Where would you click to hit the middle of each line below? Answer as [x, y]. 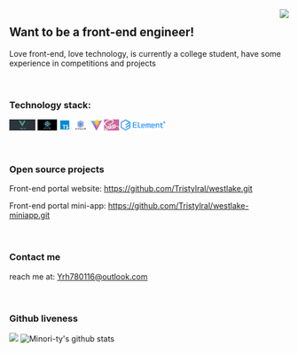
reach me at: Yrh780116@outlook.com [78, 276]
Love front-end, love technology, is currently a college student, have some [145, 53]
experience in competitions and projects [83, 63]
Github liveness [43, 318]
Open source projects [57, 169]
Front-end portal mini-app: [58, 206]
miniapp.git [30, 216]
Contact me [35, 257]
